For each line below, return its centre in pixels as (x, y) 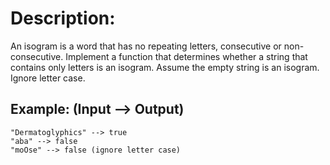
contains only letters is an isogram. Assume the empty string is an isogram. (165, 67)
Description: (63, 18)
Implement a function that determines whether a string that (186, 56)
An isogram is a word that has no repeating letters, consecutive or (146, 46)
